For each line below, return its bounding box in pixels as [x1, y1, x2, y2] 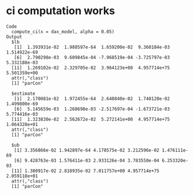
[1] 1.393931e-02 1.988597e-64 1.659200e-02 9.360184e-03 [14, 44, 170, 50]
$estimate [11, 90, 35, 97]
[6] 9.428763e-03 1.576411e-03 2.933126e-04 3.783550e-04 [14, 157, 160, 163]
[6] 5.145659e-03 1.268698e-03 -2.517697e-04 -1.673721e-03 [14, 106, 170, 112]
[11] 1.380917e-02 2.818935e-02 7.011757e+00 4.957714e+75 [11, 168, 160, 174]
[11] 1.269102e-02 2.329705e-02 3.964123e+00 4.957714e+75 [11, 65, 170, 71]
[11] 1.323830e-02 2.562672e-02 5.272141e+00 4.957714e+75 [11, 116, 170, 122]
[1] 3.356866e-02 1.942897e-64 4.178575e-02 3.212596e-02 [14, 147, 160, 153]
